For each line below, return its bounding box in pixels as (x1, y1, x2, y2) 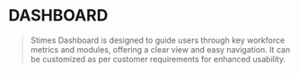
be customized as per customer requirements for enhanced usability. (30, 53, 286, 64)
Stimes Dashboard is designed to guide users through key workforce (30, 35, 286, 45)
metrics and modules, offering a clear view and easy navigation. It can (30, 44, 291, 54)
